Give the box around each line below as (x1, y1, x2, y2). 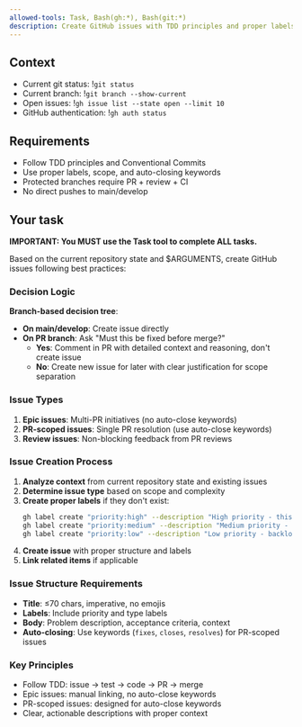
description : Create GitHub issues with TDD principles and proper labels (9, 22, 296, 31)
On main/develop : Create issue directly (22, 323, 169, 334)
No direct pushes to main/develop (22, 186, 148, 197)
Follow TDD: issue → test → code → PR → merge (22, 679, 204, 690)
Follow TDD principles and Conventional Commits (22, 157, 207, 168)
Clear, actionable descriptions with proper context (22, 708, 209, 719)
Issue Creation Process (9, 455, 113, 468)
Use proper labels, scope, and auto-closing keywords (22, 167, 222, 178)
